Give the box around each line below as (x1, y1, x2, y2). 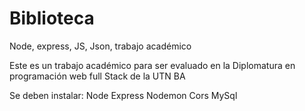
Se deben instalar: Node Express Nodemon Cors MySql (9, 89, 238, 101)
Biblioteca (9, 7, 95, 30)
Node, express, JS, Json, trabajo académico (9, 40, 192, 52)
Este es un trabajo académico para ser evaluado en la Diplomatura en (9, 59, 296, 71)
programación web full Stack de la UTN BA (9, 70, 186, 82)
